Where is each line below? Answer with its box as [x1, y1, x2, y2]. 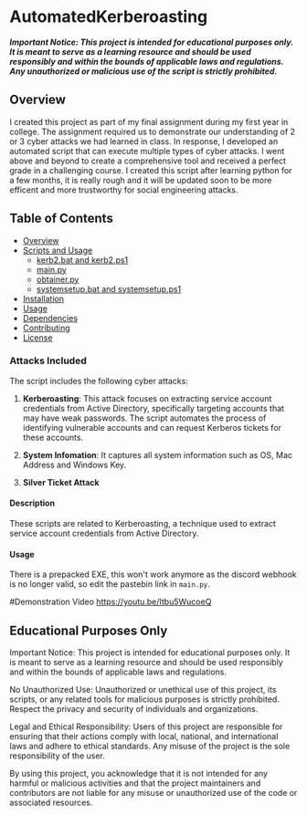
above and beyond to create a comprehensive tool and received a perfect [9, 155, 286, 166]
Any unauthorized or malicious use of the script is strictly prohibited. [9, 66, 278, 77]
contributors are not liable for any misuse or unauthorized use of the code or [9, 788, 298, 799]
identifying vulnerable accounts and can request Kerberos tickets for [22, 422, 281, 433]
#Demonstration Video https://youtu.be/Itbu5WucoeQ [9, 596, 212, 608]
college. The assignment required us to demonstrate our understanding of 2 [9, 126, 295, 137]
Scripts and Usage [22, 245, 93, 256]
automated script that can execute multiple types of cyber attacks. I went [9, 145, 285, 156]
